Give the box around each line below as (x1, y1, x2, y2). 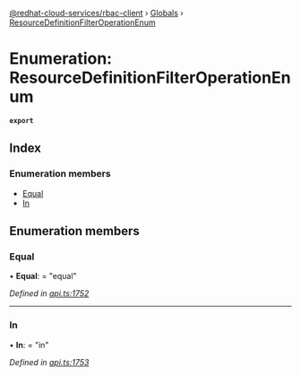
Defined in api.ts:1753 (9, 356, 90, 367)
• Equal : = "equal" (9, 271, 78, 282)
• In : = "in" (9, 339, 49, 350)
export (9, 116, 34, 125)
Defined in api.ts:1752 (9, 288, 90, 299)
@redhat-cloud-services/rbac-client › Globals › (9, 8, 184, 18)
